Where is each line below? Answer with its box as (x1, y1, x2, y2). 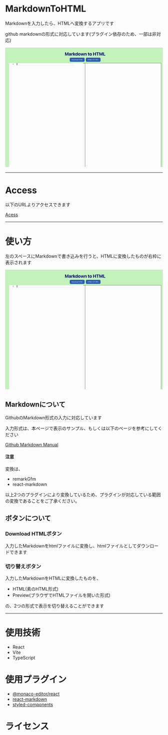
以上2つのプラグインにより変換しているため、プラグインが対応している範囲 (5, 491, 161, 498)
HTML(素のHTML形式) (12, 586, 59, 592)
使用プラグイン (5, 674, 67, 685)
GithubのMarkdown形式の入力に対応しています (5, 414, 102, 420)
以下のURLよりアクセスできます (5, 202, 71, 208)
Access (5, 185, 37, 196)
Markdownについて (5, 400, 66, 409)
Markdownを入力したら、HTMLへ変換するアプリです (5, 20, 114, 26)
